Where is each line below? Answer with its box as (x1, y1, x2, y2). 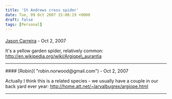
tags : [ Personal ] (5, 22, 42, 27)
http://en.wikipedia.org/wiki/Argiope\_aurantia (5, 53, 102, 59)
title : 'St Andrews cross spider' (5, 7, 79, 13)
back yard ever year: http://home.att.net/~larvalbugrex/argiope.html (5, 83, 148, 89)
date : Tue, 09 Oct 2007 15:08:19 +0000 (5, 12, 91, 17)
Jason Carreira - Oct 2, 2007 (5, 37, 67, 44)
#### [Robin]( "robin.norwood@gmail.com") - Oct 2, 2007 (5, 68, 129, 74)
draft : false (5, 17, 33, 22)
